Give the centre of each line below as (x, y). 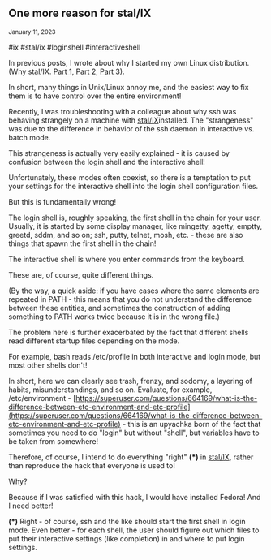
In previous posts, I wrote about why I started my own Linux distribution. (129, 62)
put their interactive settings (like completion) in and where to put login (127, 538)
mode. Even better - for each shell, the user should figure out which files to (134, 530)
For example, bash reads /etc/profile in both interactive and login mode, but (135, 356)
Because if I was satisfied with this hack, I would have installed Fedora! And (135, 497)
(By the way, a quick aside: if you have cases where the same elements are (134, 291)
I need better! (31, 506)
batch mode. (30, 137)
